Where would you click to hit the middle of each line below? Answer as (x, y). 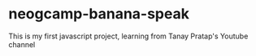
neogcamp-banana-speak (99, 14)
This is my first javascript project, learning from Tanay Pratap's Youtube (128, 36)
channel (22, 44)
